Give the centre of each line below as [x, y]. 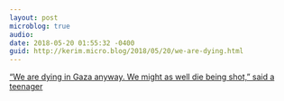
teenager [26, 87]
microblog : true [40, 26]
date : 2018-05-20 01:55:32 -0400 [72, 43]
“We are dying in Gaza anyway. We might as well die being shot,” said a [142, 77]
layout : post [34, 18]
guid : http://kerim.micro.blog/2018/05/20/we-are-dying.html [127, 51]
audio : [22, 34]
